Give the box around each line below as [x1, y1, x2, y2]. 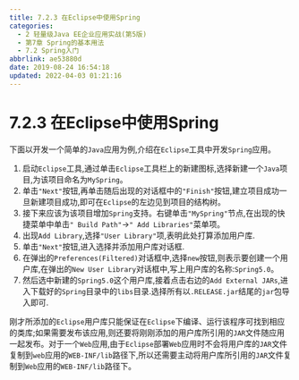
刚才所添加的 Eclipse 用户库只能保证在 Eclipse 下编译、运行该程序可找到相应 [9, 316, 286, 326]
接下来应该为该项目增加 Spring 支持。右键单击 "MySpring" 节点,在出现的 [21, 207, 278, 218]
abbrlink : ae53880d [9, 55, 82, 63]
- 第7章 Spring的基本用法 [17, 38, 105, 47]
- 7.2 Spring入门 [17, 46, 80, 55]
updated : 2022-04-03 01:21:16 [9, 72, 123, 80]
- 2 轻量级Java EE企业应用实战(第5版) [17, 30, 148, 38]
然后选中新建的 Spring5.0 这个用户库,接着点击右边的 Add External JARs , [21, 274, 281, 285]
